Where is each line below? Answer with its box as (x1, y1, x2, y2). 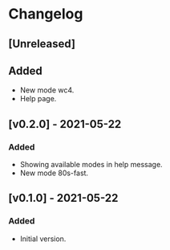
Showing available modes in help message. (19, 160, 163, 170)
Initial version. (19, 234, 67, 244)
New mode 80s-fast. (19, 168, 89, 178)
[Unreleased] (8, 37, 76, 51)
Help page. (19, 94, 57, 104)
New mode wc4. (19, 85, 75, 95)
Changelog (8, 5, 83, 23)
